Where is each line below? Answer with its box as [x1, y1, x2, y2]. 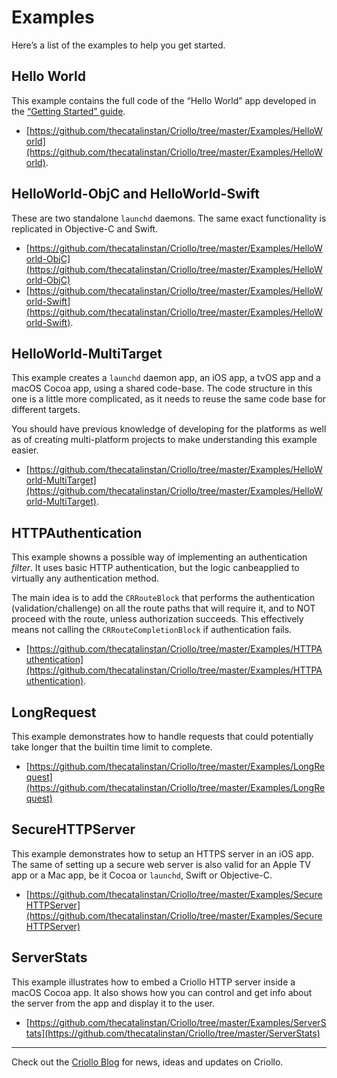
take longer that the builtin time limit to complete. [11, 741, 213, 753]
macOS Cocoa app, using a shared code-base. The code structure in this [11, 382, 313, 395]
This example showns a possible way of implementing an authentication [11, 551, 308, 563]
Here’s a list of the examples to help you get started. [11, 39, 226, 51]
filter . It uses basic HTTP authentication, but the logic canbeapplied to [11, 562, 300, 574]
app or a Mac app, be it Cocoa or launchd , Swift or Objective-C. [11, 869, 273, 881]
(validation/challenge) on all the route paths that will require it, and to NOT [11, 602, 316, 615]
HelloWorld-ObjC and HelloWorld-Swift [11, 186, 260, 203]
